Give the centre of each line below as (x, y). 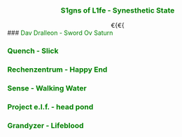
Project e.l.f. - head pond (50, 106)
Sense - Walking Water (47, 88)
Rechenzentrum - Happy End (57, 70)
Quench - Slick (33, 51)
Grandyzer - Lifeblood (45, 125)
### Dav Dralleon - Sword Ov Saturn (60, 33)
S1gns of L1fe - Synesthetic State (118, 10)
